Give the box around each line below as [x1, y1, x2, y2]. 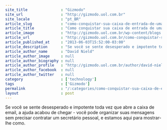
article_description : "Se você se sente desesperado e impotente [5, 44, 157, 49]
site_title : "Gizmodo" [5, 7, 85, 12]
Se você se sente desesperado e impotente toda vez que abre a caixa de [5, 104, 155, 110]
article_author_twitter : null [5, 72, 75, 77]
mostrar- [143, 115, 162, 121]
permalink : [5, 86, 64, 91]
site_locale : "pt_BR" [5, 16, 81, 21]
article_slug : [5, 21, 64, 26]
